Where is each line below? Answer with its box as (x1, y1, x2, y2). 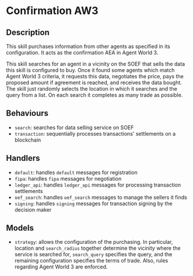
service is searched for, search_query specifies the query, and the (14, 251, 173, 258)
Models (6, 223, 34, 233)
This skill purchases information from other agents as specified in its (6, 43, 170, 50)
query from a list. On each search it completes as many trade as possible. (6, 92, 183, 98)
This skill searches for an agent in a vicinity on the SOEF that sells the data (6, 60, 185, 67)
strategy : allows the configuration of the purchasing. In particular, (14, 239, 173, 246)
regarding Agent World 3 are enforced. (14, 263, 108, 270)
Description (6, 27, 50, 37)
